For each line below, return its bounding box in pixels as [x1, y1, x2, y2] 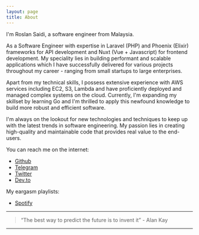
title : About [6, 14, 38, 20]
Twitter [14, 170, 33, 177]
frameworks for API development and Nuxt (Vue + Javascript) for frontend [6, 48, 188, 55]
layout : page [6, 8, 38, 15]
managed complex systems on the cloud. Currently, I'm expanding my [6, 91, 177, 99]
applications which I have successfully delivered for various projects [6, 61, 174, 68]
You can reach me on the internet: [6, 146, 89, 153]
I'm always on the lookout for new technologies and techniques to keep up [6, 115, 188, 122]
